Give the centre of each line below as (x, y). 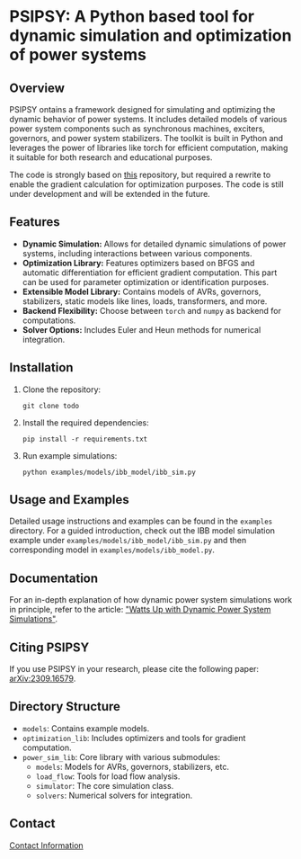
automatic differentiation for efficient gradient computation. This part (150, 273)
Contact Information (46, 845)
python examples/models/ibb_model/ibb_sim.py (109, 472)
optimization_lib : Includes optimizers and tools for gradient (134, 738)
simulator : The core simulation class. (105, 785)
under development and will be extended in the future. (110, 194)
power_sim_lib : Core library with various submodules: (121, 756)
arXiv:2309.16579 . (43, 679)
